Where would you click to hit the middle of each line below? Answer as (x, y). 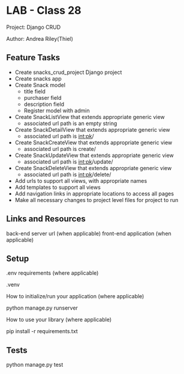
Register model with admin (57, 110)
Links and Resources (46, 219)
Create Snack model (40, 85)
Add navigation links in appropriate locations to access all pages (94, 194)
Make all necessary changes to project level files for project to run (96, 200)
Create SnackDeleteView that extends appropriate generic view (93, 168)
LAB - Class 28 (44, 11)
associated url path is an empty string (70, 123)
